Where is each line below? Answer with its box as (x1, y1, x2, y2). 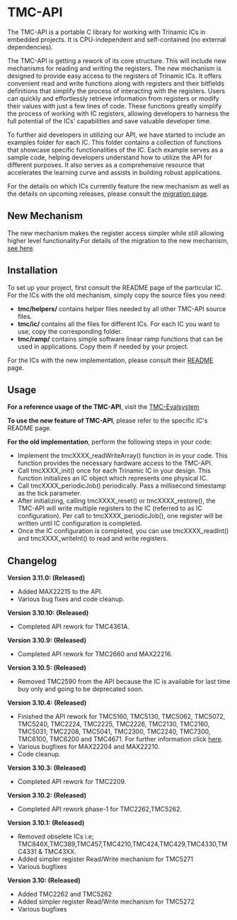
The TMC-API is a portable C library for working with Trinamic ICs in (7, 28, 206, 36)
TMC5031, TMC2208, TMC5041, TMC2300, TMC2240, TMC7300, (17, 727, 211, 736)
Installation (7, 264, 58, 276)
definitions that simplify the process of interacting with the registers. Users (7, 86, 226, 95)
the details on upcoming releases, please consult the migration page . (7, 189, 209, 198)
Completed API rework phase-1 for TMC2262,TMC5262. (17, 805, 183, 814)
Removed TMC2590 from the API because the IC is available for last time (17, 678, 231, 686)
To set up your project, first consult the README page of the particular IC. (7, 283, 223, 291)
